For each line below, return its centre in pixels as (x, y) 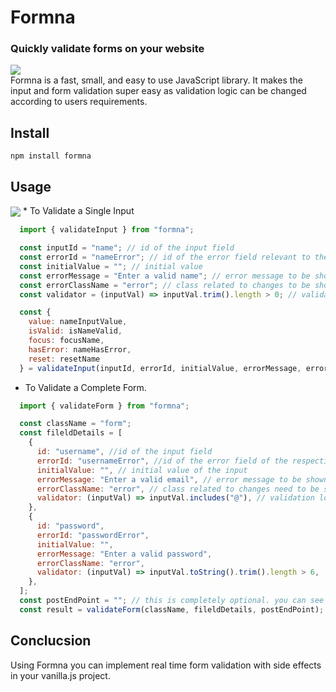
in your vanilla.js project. (60, 675)
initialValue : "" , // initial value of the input (142, 470)
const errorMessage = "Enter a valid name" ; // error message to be (165, 276)
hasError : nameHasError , (80, 349)
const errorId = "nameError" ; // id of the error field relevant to (165, 257)
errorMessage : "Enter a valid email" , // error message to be (169, 479)
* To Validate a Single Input (78, 211)
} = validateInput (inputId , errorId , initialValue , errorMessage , (160, 368)
